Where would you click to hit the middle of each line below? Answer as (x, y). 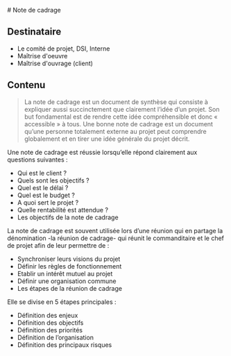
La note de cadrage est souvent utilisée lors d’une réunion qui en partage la (115, 230)
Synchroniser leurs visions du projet (69, 259)
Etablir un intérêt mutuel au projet (65, 273)
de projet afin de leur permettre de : (58, 245)
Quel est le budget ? (46, 195)
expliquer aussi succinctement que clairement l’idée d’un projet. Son (122, 109)
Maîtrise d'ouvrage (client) (55, 63)
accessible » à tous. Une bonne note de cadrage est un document (119, 124)
